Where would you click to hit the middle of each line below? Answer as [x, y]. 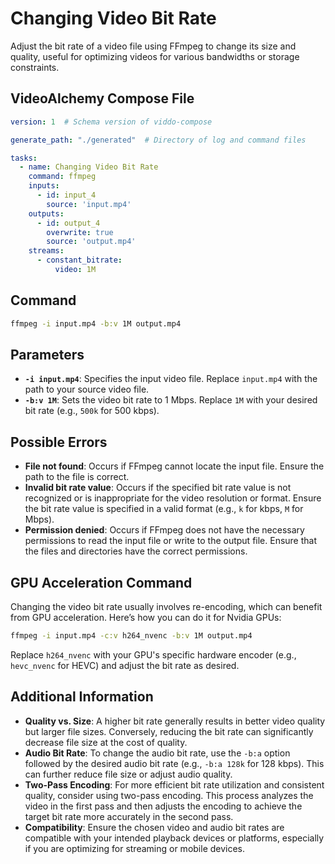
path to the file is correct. [77, 477]
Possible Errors [59, 442]
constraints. [35, 67]
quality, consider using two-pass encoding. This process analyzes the [169, 795]
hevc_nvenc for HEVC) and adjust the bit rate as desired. [125, 665]
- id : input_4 [66, 195]
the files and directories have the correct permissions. [136, 551]
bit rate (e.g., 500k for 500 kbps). [92, 411]
